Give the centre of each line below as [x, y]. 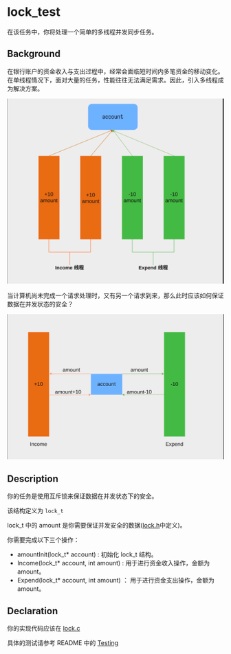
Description [33, 478]
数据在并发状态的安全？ [40, 304]
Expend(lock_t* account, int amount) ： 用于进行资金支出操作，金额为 [116, 580]
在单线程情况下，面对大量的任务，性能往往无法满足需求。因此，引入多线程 [112, 80]
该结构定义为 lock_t [35, 511]
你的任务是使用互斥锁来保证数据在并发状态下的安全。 [82, 496]
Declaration [33, 611]
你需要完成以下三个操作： [43, 540]
